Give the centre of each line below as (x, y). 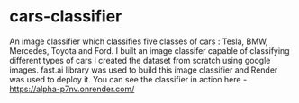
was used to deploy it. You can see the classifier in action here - (128, 79)
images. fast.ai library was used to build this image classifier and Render (144, 70)
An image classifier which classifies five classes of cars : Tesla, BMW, (139, 41)
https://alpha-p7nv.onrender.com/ (72, 89)
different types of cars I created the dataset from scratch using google (140, 60)
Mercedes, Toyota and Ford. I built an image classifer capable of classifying (149, 50)
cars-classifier (66, 17)
